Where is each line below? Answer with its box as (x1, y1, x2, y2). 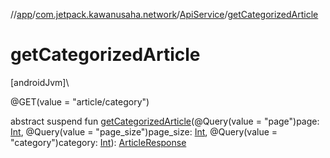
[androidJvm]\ (10, 76, 70, 88)
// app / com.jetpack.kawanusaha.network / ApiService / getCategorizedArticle (10, 9, 319, 20)
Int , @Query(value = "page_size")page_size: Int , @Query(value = (10, 125, 278, 138)
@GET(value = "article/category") (10, 95, 150, 108)
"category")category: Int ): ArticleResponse (10, 136, 187, 148)
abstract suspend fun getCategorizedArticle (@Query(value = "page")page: (10, 115, 320, 127)
